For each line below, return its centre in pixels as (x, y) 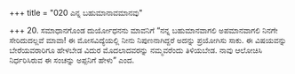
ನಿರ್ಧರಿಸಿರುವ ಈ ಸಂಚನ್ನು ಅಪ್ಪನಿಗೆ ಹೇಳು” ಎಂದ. (72, 60)
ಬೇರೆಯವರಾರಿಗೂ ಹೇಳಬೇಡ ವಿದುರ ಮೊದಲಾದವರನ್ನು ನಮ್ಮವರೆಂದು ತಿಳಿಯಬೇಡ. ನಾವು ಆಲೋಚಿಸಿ (136, 50)
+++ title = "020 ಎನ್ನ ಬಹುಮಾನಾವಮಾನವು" (76, 13)
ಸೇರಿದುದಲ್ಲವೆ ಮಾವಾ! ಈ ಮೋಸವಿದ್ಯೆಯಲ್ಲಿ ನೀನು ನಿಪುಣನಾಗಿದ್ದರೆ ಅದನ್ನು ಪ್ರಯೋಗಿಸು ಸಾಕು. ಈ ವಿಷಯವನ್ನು (148, 40)
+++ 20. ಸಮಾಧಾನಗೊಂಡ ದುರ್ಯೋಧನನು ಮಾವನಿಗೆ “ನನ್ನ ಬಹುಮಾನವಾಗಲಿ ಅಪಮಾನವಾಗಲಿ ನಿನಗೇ (144, 30)
